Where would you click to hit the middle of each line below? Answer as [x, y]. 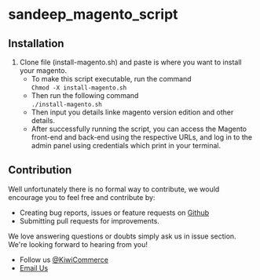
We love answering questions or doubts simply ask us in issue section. [123, 236]
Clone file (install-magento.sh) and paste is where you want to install [130, 62]
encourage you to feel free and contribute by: [82, 197]
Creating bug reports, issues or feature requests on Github [114, 213]
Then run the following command [85, 95]
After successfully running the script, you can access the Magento [139, 129]
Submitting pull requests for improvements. [89, 220]
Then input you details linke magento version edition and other [132, 112]
